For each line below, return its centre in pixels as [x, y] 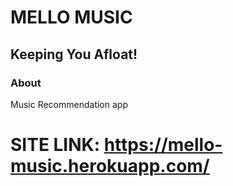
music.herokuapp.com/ [110, 166]
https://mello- [163, 145]
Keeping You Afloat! [74, 54]
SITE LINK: [55, 145]
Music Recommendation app [69, 104]
